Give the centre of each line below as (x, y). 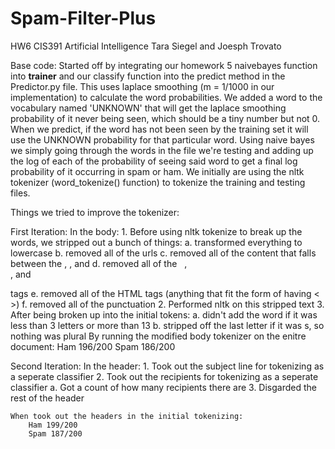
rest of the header (47, 398)
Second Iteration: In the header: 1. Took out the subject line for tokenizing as (167, 366)
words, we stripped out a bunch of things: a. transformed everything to (156, 242)
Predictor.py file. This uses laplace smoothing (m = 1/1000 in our (142, 86)
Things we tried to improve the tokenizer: (95, 212)
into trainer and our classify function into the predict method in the (148, 76)
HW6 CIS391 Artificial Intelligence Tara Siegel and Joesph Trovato (146, 46)
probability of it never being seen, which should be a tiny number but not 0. (165, 118)
